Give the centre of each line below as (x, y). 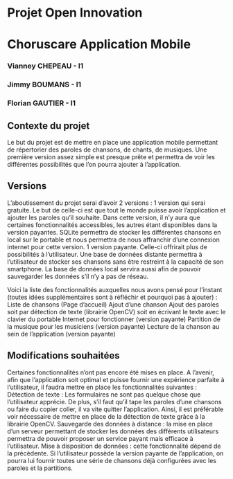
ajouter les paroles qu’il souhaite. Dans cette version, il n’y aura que (104, 217)
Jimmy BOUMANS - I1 (44, 84)
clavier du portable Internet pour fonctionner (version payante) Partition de (114, 319)
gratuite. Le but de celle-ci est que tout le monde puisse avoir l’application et (116, 210)
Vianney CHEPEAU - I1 (45, 66)
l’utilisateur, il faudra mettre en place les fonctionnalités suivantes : (102, 387)
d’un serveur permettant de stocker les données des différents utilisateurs (113, 431)
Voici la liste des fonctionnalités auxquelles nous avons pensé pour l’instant (115, 289)
